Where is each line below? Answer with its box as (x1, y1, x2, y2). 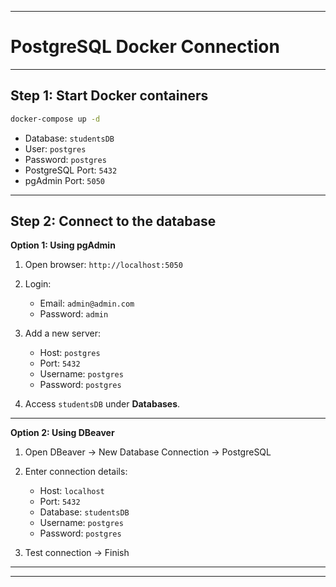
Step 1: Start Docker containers (10, 87, 209, 105)
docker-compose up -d (10, 114, 101, 124)
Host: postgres (39, 347, 101, 359)
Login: (24, 278, 52, 290)
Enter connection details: (24, 466, 128, 478)
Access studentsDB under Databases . (24, 398, 181, 410)
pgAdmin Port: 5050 (24, 174, 105, 186)
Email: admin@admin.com (39, 297, 135, 310)
